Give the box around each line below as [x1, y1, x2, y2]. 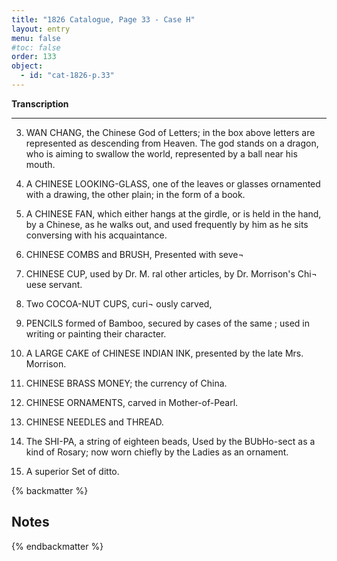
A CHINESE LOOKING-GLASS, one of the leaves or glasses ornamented [25, 177, 321, 190]
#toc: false [11, 42, 61, 53]
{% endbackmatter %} [11, 540, 104, 552]
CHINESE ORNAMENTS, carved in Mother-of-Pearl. [25, 396, 239, 408]
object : [11, 61, 44, 71]
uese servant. [25, 278, 83, 290]
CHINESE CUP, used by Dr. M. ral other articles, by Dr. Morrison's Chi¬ [25, 267, 318, 280]
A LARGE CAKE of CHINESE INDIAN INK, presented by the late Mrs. [25, 347, 304, 359]
